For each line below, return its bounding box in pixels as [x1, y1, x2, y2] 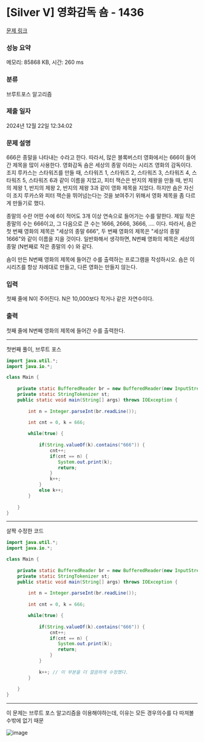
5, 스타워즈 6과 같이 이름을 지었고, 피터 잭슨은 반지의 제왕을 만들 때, [22, 177, 182, 184]
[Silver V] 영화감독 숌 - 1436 [6, 5, 144, 19]
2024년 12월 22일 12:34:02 [6, 122, 73, 129]
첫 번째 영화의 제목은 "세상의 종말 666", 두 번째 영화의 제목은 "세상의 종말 [6, 228, 180, 235]
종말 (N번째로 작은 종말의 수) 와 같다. [6, 243, 93, 250]
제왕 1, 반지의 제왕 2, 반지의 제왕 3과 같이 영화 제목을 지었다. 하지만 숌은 [12, 184, 183, 192]
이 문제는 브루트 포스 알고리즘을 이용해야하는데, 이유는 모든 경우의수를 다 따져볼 [6, 709, 194, 716]
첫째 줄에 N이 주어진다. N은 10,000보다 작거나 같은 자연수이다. [6, 295, 154, 302]
